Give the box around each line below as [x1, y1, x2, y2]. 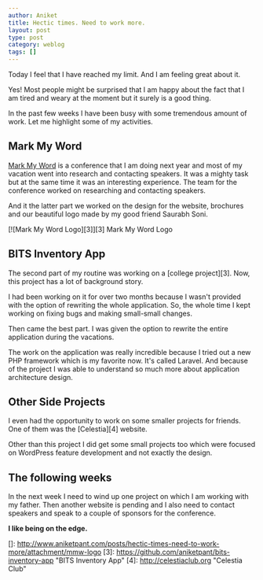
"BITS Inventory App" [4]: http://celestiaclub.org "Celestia [55, 556, 243, 565]
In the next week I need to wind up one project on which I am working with [8, 492, 249, 501]
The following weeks [8, 471, 112, 484]
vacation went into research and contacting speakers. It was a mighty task [8, 168, 249, 178]
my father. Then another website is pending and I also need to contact [8, 501, 236, 510]
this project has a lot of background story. [8, 276, 144, 286]
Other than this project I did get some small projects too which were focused [8, 440, 256, 449]
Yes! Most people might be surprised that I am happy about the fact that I [8, 85, 245, 94]
